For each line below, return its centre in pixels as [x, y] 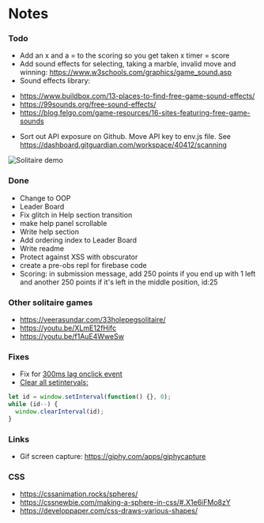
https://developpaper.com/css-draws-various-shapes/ [109, 511]
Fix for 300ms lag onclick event [71, 374]
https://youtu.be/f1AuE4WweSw [72, 337]
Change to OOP [45, 198]
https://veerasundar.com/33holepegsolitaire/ [92, 320]
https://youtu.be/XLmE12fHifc [68, 328]
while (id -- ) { [33, 404]
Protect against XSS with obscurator [79, 257]
